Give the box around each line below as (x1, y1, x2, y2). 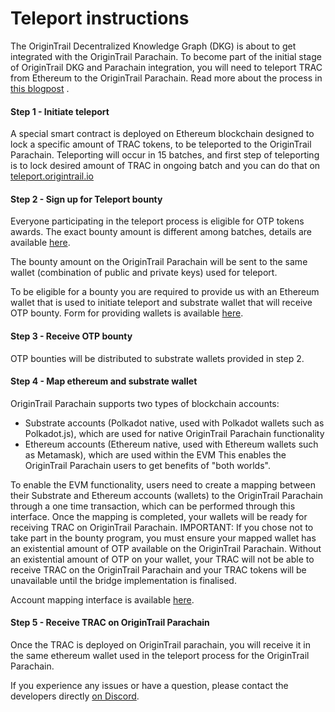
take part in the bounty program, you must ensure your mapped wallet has (10, 532, 317, 544)
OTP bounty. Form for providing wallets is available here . (10, 307, 244, 319)
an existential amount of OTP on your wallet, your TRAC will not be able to (10, 553, 315, 565)
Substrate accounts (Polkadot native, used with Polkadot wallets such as (24, 417, 325, 429)
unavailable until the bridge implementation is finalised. (10, 574, 237, 586)
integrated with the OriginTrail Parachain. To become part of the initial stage (10, 50, 322, 62)
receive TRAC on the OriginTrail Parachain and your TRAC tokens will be (10, 563, 307, 576)
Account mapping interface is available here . (10, 593, 195, 606)
